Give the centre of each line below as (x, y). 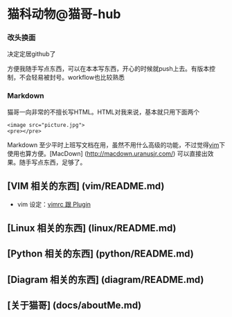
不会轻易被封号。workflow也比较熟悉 (72, 78)
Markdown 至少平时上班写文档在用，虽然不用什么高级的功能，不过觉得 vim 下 (116, 145)
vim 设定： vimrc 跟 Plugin (54, 204)
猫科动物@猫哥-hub (64, 14)
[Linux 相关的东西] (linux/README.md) (92, 228)
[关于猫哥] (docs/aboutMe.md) (74, 306)
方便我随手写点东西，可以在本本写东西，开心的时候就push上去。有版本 (108, 69)
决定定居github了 (32, 54)
